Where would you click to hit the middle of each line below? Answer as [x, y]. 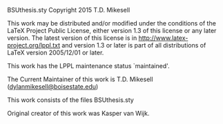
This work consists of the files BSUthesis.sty [71, 100]
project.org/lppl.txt [34, 45]
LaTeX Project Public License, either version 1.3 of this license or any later [112, 31]
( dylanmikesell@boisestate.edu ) [53, 86]
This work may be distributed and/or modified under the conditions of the [111, 23]
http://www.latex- [163, 38]
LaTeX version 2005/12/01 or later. [56, 52]
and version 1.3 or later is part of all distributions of [134, 45]
